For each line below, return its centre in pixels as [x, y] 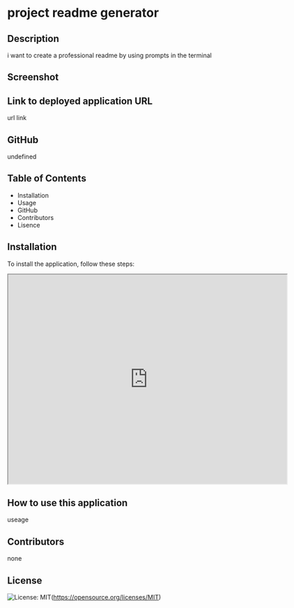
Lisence [29, 225]
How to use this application [68, 503]
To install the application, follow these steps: [71, 264]
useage [18, 520]
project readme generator [83, 13]
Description [33, 39]
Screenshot [33, 77]
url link [17, 118]
